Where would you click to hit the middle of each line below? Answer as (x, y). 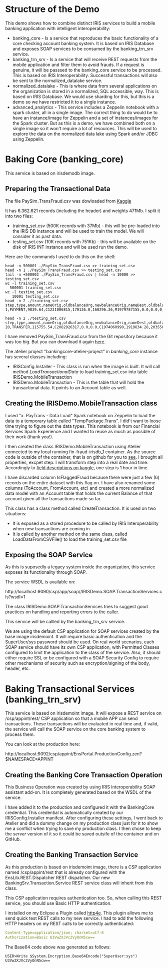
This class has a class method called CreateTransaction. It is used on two (80, 508)
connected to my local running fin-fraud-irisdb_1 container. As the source (80, 452)
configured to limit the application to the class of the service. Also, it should (83, 653)
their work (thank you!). (29, 437)
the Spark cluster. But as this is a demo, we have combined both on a (83, 123)
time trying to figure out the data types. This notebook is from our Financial (82, 426)
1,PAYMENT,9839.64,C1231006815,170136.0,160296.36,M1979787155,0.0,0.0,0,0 (86, 309)
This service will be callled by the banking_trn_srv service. (65, 622)
